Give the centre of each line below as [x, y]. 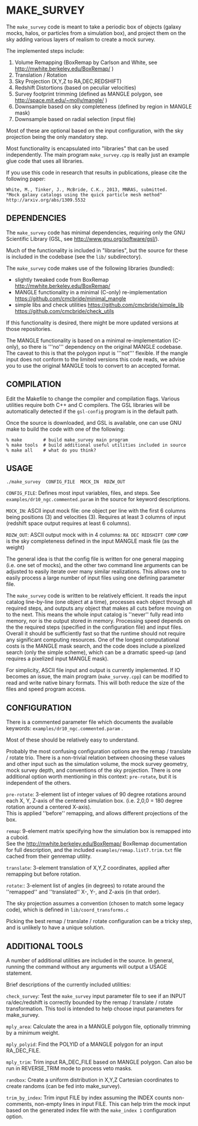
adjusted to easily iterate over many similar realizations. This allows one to [97, 572]
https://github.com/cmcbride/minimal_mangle [70, 298]
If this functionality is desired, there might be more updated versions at [92, 322]
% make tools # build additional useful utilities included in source [96, 445]
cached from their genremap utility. [49, 856]
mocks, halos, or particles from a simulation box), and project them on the [96, 33]
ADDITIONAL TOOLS [45, 946]
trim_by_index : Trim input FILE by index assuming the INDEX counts [89, 1098]
